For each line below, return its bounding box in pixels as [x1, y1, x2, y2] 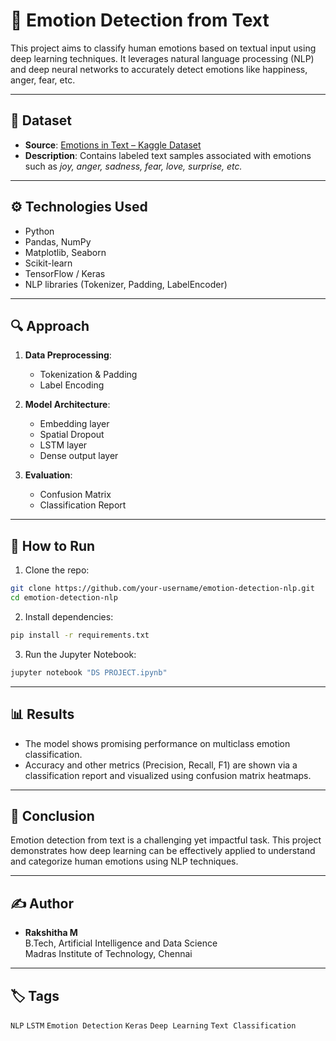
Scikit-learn [24, 257, 73, 269]
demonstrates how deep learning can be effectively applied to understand [10, 845, 316, 857]
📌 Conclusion [10, 807, 95, 824]
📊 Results [10, 706, 75, 723]
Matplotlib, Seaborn [24, 246, 107, 258]
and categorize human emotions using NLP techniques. [10, 855, 239, 868]
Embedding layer [39, 418, 110, 430]
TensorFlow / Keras [24, 267, 106, 279]
